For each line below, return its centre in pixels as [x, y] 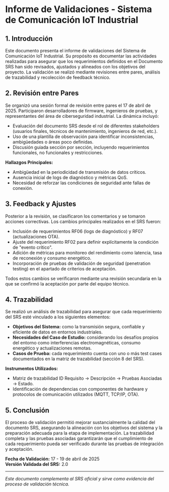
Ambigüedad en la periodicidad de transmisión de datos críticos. [79, 172]
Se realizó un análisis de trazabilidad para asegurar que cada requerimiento [83, 312]
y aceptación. [19, 449]
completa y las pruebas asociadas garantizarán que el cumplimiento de [79, 439]
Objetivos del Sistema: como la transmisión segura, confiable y [78, 327]
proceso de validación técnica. [37, 484]
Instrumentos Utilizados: [32, 369]
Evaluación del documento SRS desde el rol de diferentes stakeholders [86, 126]
